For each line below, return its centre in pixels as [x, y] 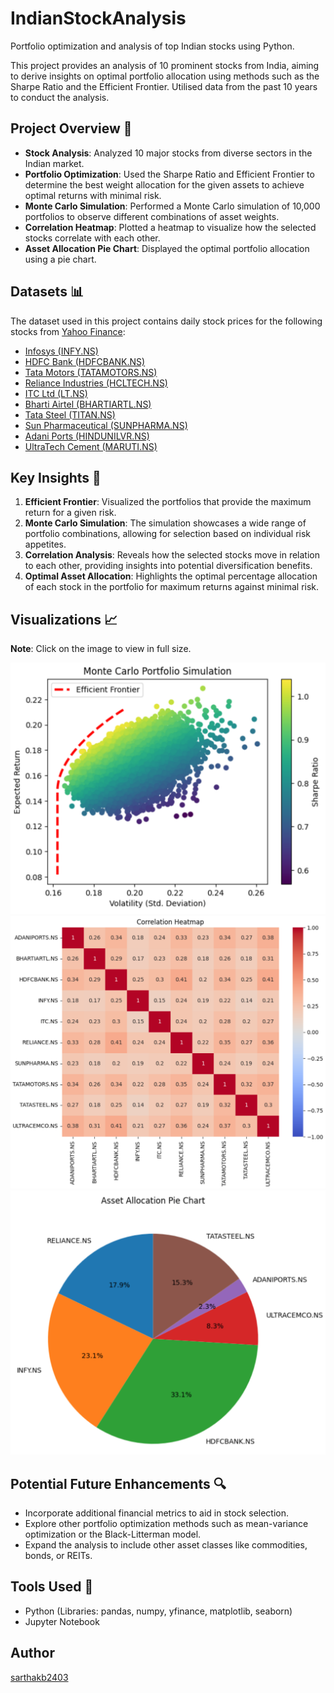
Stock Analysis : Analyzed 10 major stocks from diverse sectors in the [168, 153]
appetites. [45, 544]
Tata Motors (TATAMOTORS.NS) [91, 372]
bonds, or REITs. [58, 1555]
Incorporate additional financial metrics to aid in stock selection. [157, 1513]
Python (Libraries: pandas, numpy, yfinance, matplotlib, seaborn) [158, 1611]
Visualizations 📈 [64, 619]
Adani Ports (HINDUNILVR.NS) [87, 436]
